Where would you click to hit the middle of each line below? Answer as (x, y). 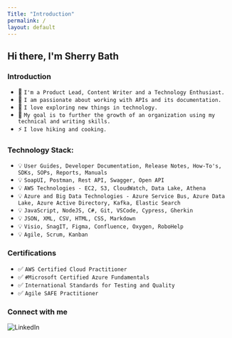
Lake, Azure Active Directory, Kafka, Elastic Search (99, 203)
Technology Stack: (41, 150)
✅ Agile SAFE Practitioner (58, 292)
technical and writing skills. (64, 122)
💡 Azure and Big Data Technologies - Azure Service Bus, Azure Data (121, 196)
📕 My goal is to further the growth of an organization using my (116, 115)
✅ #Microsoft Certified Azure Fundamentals (83, 277)
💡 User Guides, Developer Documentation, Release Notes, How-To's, (120, 165)
